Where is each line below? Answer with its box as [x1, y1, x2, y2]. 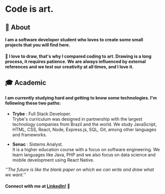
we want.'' [5, 172, 26, 178]
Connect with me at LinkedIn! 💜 [5, 183, 70, 189]
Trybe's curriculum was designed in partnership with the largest [12, 116, 143, 122]
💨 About [5, 23, 31, 32]
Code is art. [5, 3, 54, 15]
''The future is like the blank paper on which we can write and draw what [5, 166, 154, 173]
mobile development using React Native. [12, 157, 95, 163]
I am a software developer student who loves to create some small [5, 37, 143, 43]
